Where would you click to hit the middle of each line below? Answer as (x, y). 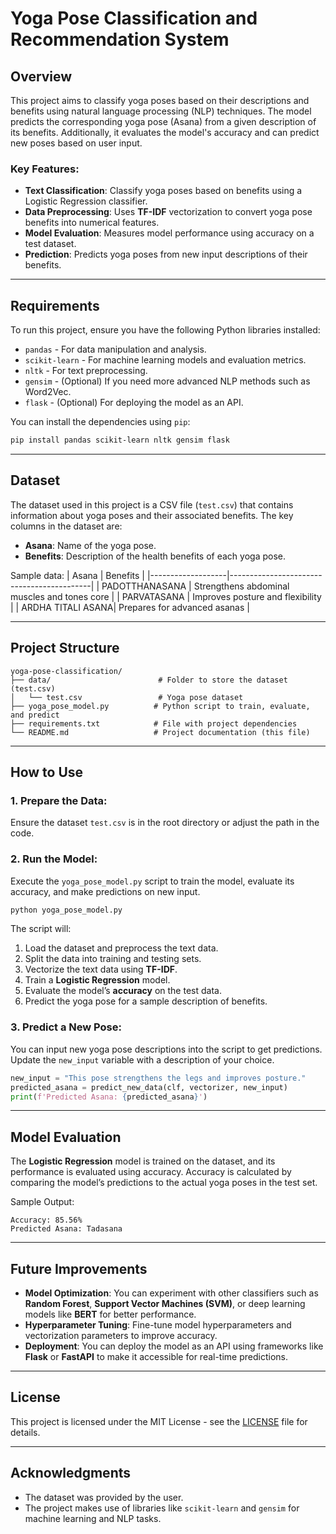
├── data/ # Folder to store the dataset (149, 680)
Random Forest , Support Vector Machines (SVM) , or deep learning (165, 1304)
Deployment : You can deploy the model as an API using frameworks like (174, 1346)
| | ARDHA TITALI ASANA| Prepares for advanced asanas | (130, 607)
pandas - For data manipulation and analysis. (115, 349)
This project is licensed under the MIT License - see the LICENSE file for (159, 1421)
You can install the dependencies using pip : (100, 422)
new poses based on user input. (76, 143)
